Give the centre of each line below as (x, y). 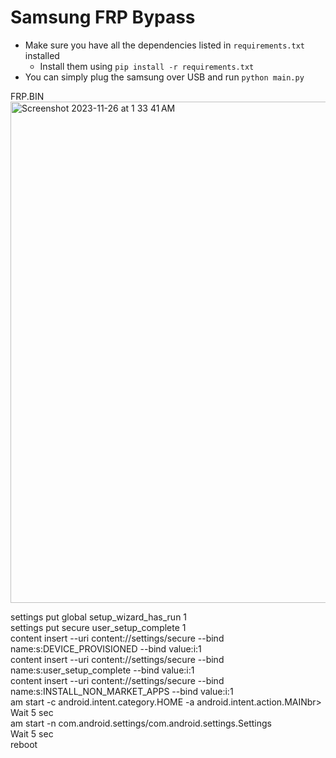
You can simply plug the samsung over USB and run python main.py (164, 77)
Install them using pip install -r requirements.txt (147, 66)
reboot (24, 744)
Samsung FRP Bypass (103, 17)
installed (42, 55)
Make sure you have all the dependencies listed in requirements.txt (165, 45)
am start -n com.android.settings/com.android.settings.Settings (141, 723)
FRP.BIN (27, 96)
